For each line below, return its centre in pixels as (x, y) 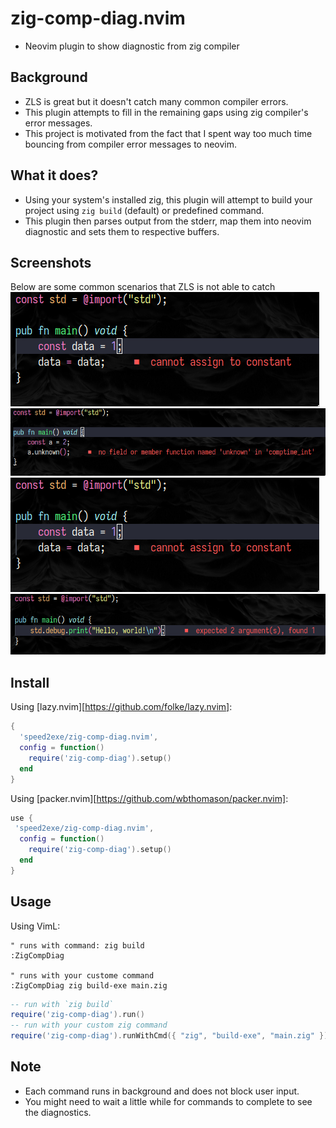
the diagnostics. (58, 1112)
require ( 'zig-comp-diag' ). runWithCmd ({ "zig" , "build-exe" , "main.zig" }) (169, 1036)
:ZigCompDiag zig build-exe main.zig (89, 985)
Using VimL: (35, 926)
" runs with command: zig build (77, 945)
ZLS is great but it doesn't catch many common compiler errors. (156, 101)
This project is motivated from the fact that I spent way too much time (168, 133)
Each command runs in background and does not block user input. (162, 1091)
